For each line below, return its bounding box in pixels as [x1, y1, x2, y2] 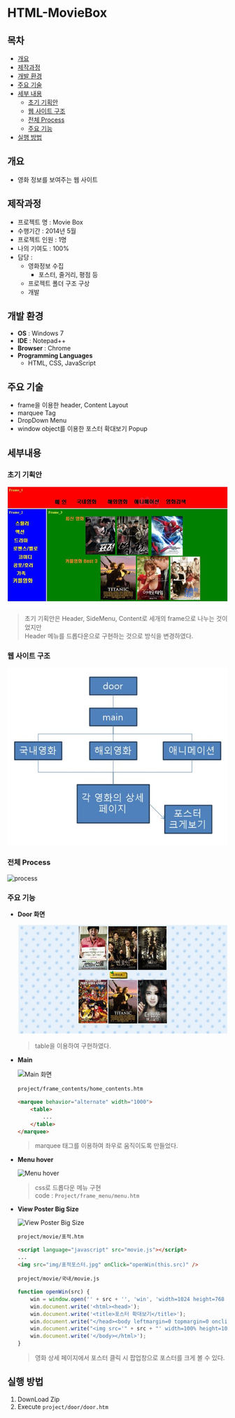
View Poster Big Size [17, 1205, 79, 1214]
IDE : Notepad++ [17, 337, 66, 345]
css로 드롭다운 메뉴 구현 [34, 1184, 101, 1192]
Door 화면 [17, 910, 45, 918]
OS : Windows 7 [17, 329, 64, 337]
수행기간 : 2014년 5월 [17, 226, 77, 235]
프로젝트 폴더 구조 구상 [27, 279, 90, 288]
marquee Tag [17, 409, 56, 417]
